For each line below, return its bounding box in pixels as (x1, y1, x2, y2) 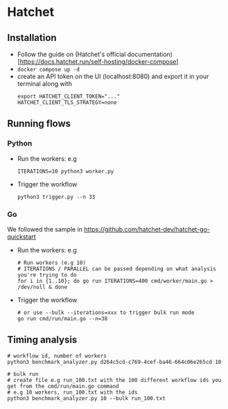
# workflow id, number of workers (7, 352, 107, 359)
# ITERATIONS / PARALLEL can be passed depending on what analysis (17, 265, 216, 272)
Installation (7, 32, 57, 44)
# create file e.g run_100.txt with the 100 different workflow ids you (7, 376, 222, 383)
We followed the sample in (7, 225, 83, 233)
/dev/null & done (17, 284, 68, 290)
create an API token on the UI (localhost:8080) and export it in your (17, 72, 209, 80)
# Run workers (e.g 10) (17, 259, 87, 266)
